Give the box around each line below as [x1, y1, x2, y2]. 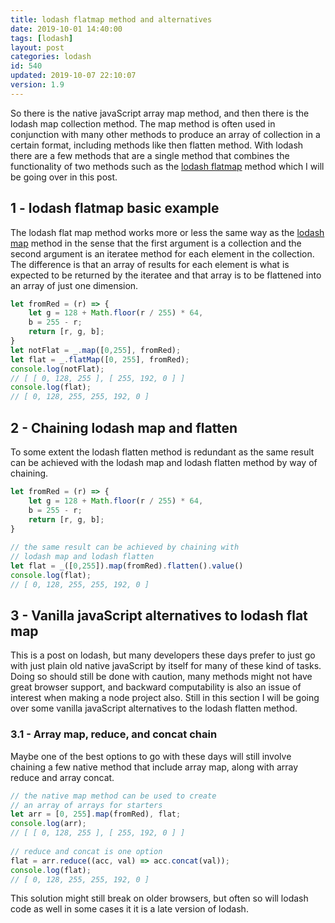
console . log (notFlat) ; [10, 364, 105, 374]
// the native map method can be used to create [10, 791, 217, 801]
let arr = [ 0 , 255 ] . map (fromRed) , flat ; [10, 809, 182, 820]
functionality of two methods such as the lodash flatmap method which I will [10, 160, 325, 172]
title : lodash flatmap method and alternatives [10, 14, 213, 25]
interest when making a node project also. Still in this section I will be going [10, 692, 320, 704]
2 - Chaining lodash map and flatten [10, 419, 238, 436]
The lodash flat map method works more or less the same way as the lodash [10, 226, 325, 238]
